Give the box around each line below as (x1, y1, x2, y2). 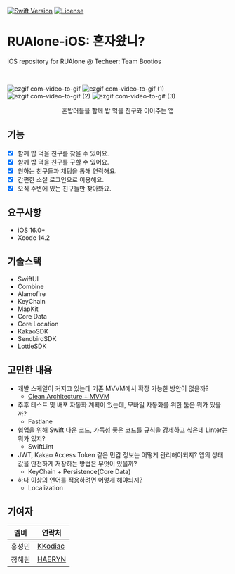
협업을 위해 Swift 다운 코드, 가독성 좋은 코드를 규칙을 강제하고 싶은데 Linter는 (17, 426, 228, 434)
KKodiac (37, 542, 65, 551)
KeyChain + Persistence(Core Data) (27, 467, 131, 476)
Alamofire (17, 289, 46, 298)
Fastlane (27, 417, 53, 426)
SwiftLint (27, 442, 54, 450)
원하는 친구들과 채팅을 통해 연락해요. (17, 166, 117, 175)
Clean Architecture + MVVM (27, 392, 110, 400)
